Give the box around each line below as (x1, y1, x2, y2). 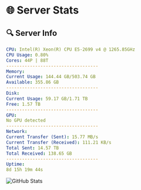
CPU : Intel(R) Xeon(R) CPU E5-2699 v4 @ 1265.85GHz (6, 46, 135, 52)
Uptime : (6, 161, 25, 168)
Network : (6, 129, 28, 135)
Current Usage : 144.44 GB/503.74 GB (6, 74, 96, 80)
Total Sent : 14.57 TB (6, 145, 59, 151)
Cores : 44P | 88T (6, 57, 49, 64)
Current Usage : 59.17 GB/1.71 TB (6, 95, 88, 102)
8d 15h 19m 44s (6, 167, 43, 173)
